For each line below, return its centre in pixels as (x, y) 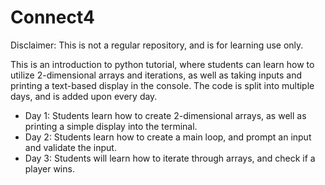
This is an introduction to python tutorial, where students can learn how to (162, 64)
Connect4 (52, 17)
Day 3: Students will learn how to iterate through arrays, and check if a (170, 158)
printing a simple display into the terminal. (111, 126)
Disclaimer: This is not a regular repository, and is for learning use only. (157, 45)
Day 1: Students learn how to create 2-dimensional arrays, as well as (165, 115)
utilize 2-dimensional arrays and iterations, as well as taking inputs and (156, 75)
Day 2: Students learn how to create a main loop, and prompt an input (168, 137)
